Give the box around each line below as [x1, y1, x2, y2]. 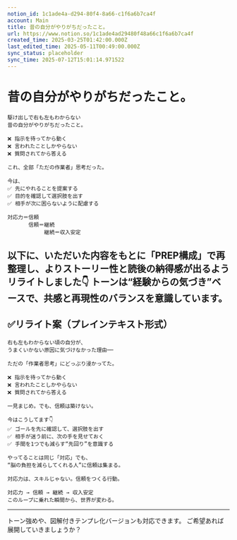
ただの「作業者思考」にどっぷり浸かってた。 [7, 360, 118, 367]
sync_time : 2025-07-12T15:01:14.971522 [7, 56, 125, 64]
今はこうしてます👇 [7, 416, 54, 424]
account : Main [7, 17, 49, 24]
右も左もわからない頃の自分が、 [7, 339, 87, 346]
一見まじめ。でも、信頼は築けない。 [7, 402, 97, 409]
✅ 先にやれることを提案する [7, 185, 78, 192]
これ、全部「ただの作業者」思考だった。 [7, 164, 108, 171]
